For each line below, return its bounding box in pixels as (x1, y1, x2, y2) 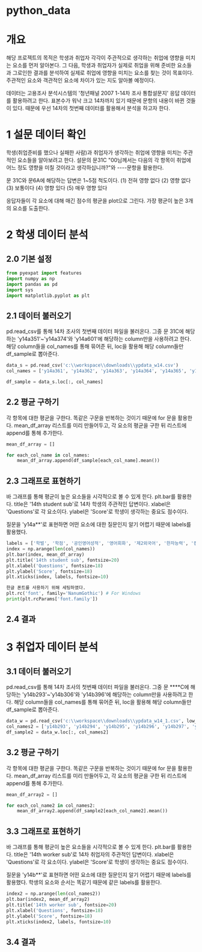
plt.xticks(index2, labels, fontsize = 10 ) (6, 919, 112, 925)
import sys (6, 287, 34, 293)
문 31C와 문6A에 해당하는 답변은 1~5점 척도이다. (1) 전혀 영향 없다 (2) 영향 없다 (6, 177, 191, 184)
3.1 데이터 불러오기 (6, 666, 72, 676)
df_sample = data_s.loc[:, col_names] (6, 379, 103, 385)
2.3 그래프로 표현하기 (6, 476, 81, 486)
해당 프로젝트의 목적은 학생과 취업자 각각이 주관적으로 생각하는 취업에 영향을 (6, 54, 185, 61)
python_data (6, 4, 71, 17)
